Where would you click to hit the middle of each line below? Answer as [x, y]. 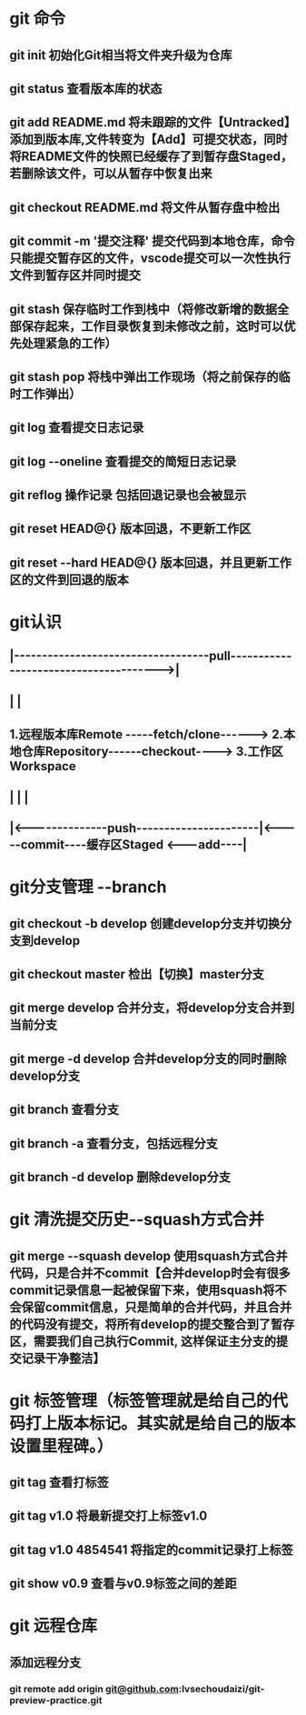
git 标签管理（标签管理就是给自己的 [141, 1400]
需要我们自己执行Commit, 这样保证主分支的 [155, 1341]
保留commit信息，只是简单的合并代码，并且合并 [157, 1307]
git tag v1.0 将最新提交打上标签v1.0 [109, 1516]
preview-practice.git [56, 1700]
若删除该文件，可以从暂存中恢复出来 [111, 174]
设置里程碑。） [61, 1446]
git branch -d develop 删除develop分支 [120, 1177]
